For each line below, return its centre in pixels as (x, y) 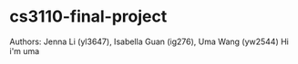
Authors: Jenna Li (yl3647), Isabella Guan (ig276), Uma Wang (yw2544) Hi (149, 41)
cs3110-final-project (88, 17)
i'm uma (25, 50)
